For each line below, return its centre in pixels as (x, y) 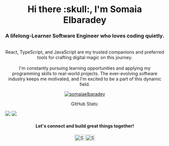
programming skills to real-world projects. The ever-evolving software (85, 74)
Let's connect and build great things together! (85, 126)
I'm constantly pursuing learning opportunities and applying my (85, 68)
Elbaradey (85, 20)
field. (85, 84)
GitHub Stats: (85, 104)
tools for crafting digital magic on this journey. (85, 58)
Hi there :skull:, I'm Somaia (85, 9)
